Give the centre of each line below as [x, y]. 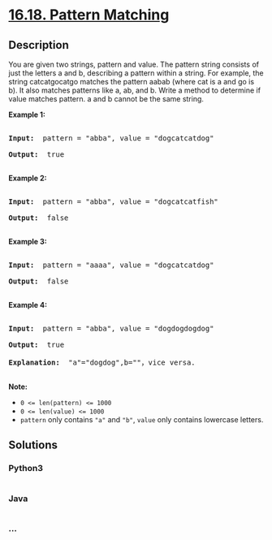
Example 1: [27, 114]
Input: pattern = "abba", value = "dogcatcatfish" [114, 202]
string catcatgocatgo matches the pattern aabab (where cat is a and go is [131, 82]
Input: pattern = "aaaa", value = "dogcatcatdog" [111, 265]
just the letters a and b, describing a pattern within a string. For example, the [136, 73]
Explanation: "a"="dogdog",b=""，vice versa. [102, 363]
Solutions [33, 445]
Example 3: [28, 242]
